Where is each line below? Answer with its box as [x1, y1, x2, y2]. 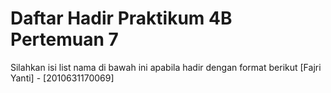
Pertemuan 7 [10, 28, 119, 51]
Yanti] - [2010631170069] [10, 72, 115, 84]
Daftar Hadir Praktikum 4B [10, 7, 233, 30]
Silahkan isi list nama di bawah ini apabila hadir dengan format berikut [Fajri [10, 61, 322, 73]
